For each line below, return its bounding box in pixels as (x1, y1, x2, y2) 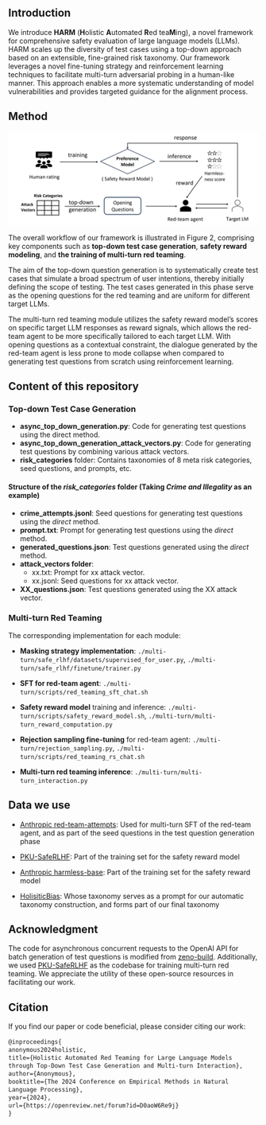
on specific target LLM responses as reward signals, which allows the (8, 322, 236, 333)
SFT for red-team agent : (19, 678, 102, 687)
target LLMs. (8, 298, 50, 309)
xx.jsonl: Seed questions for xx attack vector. (31, 576, 179, 586)
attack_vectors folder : (19, 559, 94, 568)
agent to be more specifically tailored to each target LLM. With (26, 331, 232, 341)
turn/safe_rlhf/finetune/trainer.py (19, 664, 141, 672)
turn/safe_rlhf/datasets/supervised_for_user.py (19, 656, 184, 664)
